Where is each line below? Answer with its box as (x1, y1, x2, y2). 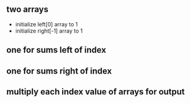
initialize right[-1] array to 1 (15, 27, 83, 34)
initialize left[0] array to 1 (15, 20, 78, 28)
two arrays (6, 4, 49, 15)
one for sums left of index (6, 45, 106, 55)
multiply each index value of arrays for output (6, 86, 185, 97)
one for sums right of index (6, 66, 112, 76)
